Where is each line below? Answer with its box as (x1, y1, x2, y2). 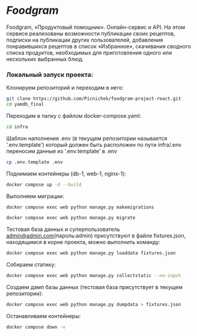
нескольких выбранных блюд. (6, 55, 84, 63)
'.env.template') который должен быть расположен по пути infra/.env (6, 141, 182, 148)
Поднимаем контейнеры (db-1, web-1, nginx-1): (6, 170, 126, 177)
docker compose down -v (6, 324, 66, 330)
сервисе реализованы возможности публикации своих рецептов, (6, 29, 175, 37)
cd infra (6, 124, 28, 130)
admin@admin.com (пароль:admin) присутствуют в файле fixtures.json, (6, 232, 186, 239)
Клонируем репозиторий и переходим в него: (6, 84, 124, 91)
